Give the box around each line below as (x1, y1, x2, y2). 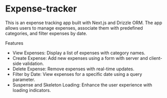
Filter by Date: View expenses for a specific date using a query (12, 71, 142, 77)
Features (5, 40, 24, 46)
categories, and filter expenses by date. (5, 30, 88, 36)
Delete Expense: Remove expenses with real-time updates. (12, 66, 134, 72)
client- (148, 55, 162, 61)
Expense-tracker (5, 3, 77, 15)
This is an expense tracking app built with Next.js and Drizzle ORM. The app (5, 20, 162, 26)
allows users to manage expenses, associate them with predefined (5, 25, 143, 31)
